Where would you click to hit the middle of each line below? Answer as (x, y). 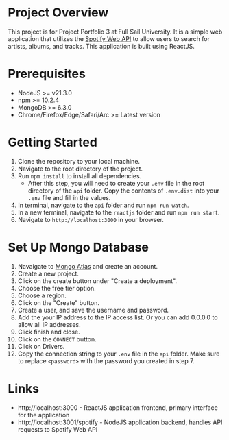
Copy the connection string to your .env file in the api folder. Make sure (119, 354)
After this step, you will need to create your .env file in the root (116, 183)
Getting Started (53, 143)
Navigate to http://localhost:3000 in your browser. (91, 219)
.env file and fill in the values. (69, 197)
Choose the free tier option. (57, 288)
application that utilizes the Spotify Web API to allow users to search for (109, 38)
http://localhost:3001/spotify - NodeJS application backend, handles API (120, 422)
